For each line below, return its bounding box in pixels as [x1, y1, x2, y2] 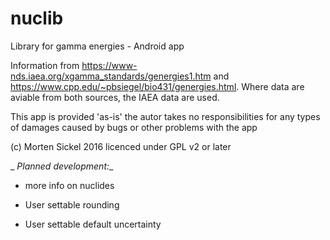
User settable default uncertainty [24, 218, 162, 230]
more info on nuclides [24, 179, 115, 191]
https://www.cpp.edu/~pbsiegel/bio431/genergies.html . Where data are [10, 80, 305, 92]
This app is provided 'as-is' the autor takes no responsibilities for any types [10, 110, 321, 122]
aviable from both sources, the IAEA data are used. [10, 91, 220, 103]
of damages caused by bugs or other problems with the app [10, 121, 258, 133]
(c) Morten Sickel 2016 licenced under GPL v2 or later [10, 140, 232, 152]
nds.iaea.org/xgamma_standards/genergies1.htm [10, 70, 212, 82]
